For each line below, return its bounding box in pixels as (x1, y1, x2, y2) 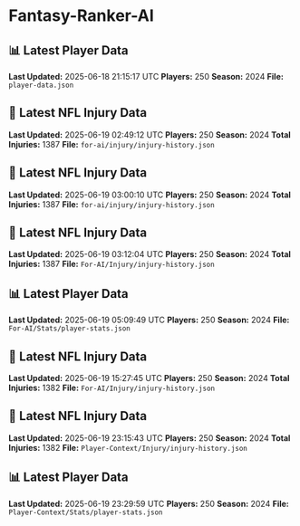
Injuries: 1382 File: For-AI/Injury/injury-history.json (8, 382, 216, 394)
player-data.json (8, 81, 74, 90)
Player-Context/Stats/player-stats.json (8, 508, 164, 517)
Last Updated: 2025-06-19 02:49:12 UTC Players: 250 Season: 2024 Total (8, 129, 291, 140)
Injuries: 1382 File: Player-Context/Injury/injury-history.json (8, 442, 248, 453)
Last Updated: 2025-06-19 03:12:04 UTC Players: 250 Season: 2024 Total (8, 249, 292, 260)
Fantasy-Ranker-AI (8, 5, 155, 26)
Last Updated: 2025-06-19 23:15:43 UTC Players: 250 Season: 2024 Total (8, 432, 291, 444)
